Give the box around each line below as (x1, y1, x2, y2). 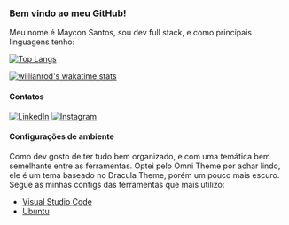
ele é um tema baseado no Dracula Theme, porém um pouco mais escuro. (9, 169, 280, 180)
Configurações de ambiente (9, 131, 115, 142)
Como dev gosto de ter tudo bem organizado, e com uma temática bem (9, 151, 270, 161)
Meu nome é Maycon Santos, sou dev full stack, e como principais (9, 27, 253, 38)
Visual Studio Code (21, 196, 93, 206)
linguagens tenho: (9, 36, 75, 47)
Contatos (9, 91, 44, 102)
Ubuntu (21, 206, 51, 216)
